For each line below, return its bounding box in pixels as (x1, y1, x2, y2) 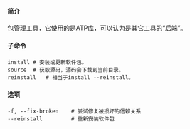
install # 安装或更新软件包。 (7, 59, 88, 66)
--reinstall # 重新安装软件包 (7, 115, 115, 123)
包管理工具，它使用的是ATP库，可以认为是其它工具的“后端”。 (7, 24, 187, 32)
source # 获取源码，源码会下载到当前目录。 (7, 66, 125, 74)
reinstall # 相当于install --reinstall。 (7, 74, 134, 81)
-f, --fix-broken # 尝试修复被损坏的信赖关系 (7, 108, 142, 115)
